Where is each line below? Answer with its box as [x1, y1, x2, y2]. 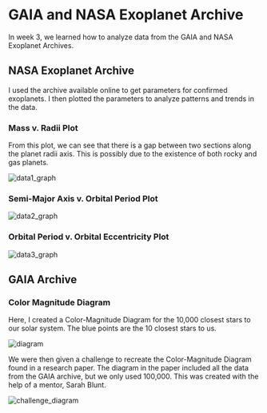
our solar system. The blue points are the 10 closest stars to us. [8, 323, 217, 334]
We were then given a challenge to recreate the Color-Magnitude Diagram [8, 354, 252, 364]
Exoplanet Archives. [8, 40, 74, 50]
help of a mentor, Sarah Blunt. [8, 380, 106, 390]
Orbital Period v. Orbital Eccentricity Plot [8, 231, 169, 242]
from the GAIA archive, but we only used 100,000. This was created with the [8, 371, 259, 382]
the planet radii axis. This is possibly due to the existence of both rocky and [8, 149, 257, 159]
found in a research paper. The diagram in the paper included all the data [8, 363, 249, 373]
